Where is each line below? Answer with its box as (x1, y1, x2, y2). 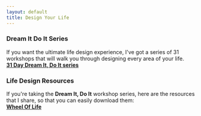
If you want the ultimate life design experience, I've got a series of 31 (6, 48, 179, 55)
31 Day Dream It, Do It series (6, 61, 79, 69)
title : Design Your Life (6, 15, 69, 21)
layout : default (6, 9, 48, 15)
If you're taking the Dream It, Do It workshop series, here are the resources (6, 90, 195, 98)
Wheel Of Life (6, 103, 42, 111)
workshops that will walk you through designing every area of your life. (6, 55, 185, 62)
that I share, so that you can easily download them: (6, 97, 135, 104)
